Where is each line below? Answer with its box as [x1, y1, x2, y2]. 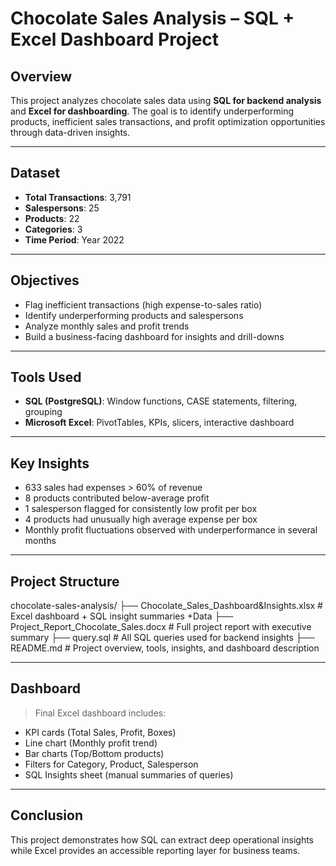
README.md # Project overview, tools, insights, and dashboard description [10, 642, 320, 654]
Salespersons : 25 [24, 202, 100, 214]
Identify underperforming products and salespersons [24, 309, 244, 321]
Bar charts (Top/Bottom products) [24, 747, 165, 759]
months [24, 535, 57, 547]
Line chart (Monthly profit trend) [24, 737, 158, 749]
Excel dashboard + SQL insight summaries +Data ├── [10, 610, 234, 622]
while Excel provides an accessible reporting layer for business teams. [10, 844, 301, 856]
